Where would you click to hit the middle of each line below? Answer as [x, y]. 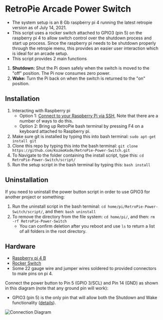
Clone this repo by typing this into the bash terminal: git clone [75, 146]
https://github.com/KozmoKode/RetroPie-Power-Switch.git [71, 150]
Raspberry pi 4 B [29, 258]
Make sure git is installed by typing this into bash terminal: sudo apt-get [84, 136]
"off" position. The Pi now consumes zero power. [61, 73]
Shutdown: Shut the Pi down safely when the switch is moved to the [81, 68]
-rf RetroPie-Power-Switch [39, 221]
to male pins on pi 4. [32, 274]
